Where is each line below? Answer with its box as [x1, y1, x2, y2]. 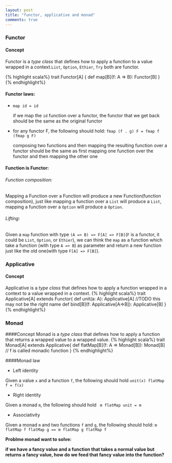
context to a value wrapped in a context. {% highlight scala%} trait [5, 290, 146, 296]
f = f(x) [5, 383, 24, 388]
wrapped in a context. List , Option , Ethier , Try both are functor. [5, 64, 140, 70]
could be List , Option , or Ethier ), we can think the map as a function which [5, 237, 163, 243]
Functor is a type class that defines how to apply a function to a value [5, 58, 153, 64]
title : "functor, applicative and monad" [5, 12, 95, 17]
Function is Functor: [5, 165, 49, 171]
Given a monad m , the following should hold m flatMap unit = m [5, 402, 142, 408]
